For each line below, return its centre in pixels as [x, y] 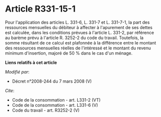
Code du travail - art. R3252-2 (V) [46, 110]
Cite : [10, 90]
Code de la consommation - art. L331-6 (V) [55, 105]
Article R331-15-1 [40, 9]
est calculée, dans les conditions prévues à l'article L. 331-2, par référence [80, 32]
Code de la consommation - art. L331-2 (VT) [56, 100]
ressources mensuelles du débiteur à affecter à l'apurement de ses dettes [79, 27]
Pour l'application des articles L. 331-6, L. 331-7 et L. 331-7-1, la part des [77, 22]
